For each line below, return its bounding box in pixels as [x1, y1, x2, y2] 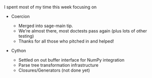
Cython [11, 48, 26, 53]
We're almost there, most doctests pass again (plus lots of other [18, 28, 147, 33]
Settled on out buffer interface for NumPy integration [18, 57, 125, 62]
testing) [18, 33, 34, 39]
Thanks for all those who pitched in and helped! [18, 38, 114, 44]
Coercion [11, 14, 30, 19]
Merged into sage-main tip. [18, 23, 73, 29]
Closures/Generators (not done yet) [18, 67, 90, 73]
